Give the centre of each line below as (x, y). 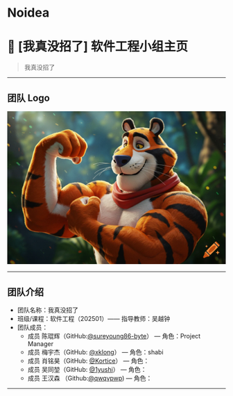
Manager (41, 344)
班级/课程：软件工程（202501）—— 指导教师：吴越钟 (94, 319)
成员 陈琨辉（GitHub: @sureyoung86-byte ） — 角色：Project (114, 336)
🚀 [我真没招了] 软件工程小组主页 (98, 47)
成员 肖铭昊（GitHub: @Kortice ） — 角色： (88, 361)
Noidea (28, 13)
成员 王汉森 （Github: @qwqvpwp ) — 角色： (90, 378)
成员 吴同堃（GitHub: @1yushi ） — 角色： (87, 370)
